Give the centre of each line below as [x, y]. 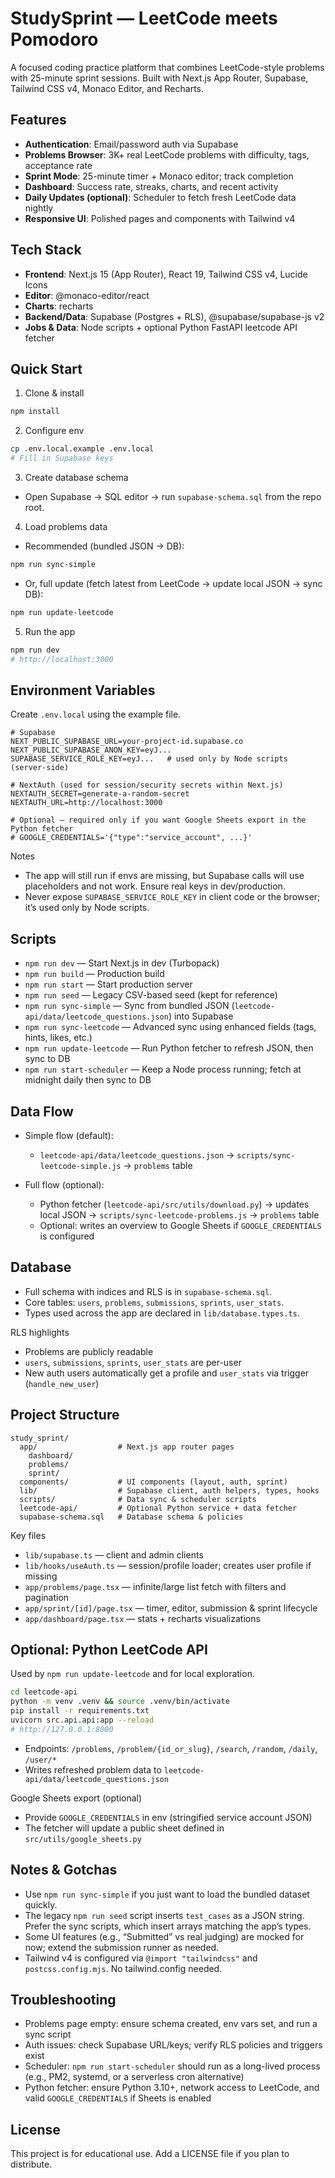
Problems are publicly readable [89, 1351]
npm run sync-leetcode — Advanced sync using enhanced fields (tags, [170, 1027]
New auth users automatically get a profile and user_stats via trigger [167, 1373]
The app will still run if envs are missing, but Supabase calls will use [164, 876]
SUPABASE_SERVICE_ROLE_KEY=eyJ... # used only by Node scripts [149, 759]
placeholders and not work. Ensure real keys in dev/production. [155, 886]
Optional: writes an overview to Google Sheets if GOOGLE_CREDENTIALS [180, 1225]
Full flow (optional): [64, 1184]
